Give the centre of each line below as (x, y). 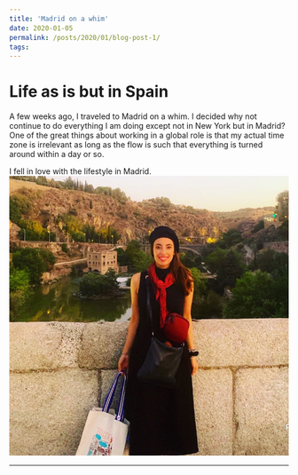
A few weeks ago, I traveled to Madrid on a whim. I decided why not (133, 116)
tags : (19, 47)
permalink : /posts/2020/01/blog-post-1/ (85, 37)
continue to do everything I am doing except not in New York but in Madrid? (147, 126)
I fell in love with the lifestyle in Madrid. (81, 171)
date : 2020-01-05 (41, 28)
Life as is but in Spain (89, 92)
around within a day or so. (57, 154)
